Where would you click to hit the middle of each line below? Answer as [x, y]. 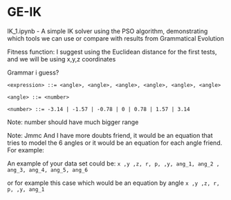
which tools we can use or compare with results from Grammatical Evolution [116, 38]
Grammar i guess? [33, 72]
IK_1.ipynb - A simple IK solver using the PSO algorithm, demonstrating [108, 31]
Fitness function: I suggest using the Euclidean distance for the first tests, [112, 52]
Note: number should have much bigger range [73, 122]
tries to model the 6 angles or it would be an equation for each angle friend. [115, 143]
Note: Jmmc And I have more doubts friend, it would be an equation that [110, 135]
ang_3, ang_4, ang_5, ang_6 [48, 170]
